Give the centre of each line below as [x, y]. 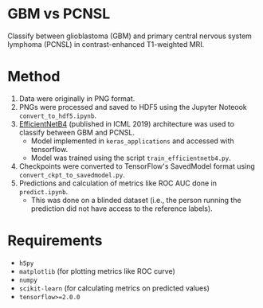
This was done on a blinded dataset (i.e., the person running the [136, 200]
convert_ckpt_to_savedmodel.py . [72, 174]
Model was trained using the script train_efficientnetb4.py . [131, 158]
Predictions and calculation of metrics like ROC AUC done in [118, 183]
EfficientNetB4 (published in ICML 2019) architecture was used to [126, 123]
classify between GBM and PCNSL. [77, 132]
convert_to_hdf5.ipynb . [58, 115]
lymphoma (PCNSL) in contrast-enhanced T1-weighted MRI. [106, 44]
